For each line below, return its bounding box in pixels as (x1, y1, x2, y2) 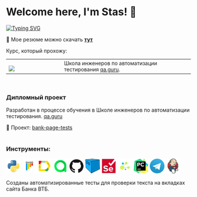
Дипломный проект (6, 94, 66, 102)
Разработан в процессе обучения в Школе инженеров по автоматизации (6, 106, 190, 113)
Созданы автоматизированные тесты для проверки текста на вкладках (6, 179, 185, 186)
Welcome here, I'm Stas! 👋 (6, 5, 137, 19)
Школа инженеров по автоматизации (64, 60, 157, 67)
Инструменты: (6, 145, 51, 153)
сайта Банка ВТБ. (6, 185, 50, 192)
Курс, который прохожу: (6, 47, 67, 54)
